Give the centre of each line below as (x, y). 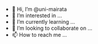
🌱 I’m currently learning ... (43, 22)
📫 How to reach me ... (39, 35)
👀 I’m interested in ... (37, 15)
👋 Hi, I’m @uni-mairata (39, 9)
